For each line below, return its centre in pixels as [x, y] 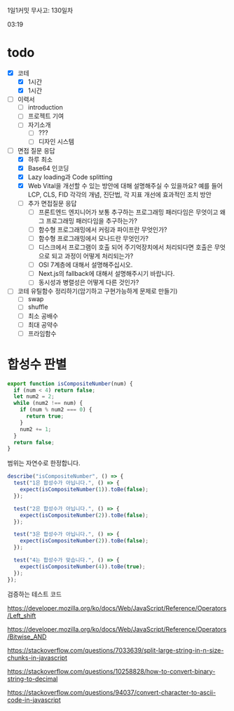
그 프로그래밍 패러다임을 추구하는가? [88, 220]
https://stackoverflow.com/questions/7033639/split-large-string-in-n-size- [116, 650]
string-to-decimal [33, 679]
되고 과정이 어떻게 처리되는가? [92, 256]
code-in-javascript [34, 700]
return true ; [45, 416]
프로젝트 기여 [46, 116]
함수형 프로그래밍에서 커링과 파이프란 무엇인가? [103, 230]
